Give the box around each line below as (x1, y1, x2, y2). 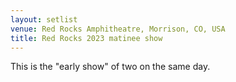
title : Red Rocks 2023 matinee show (10, 33, 163, 43)
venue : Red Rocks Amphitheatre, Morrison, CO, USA (10, 24, 226, 34)
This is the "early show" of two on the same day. (10, 61, 211, 73)
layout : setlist (10, 14, 78, 25)
